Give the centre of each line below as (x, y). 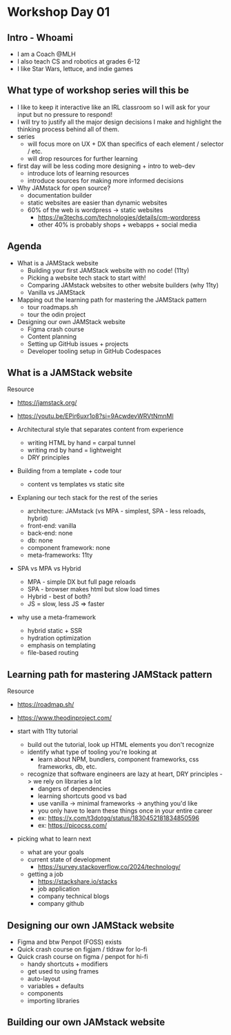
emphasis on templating (61, 645)
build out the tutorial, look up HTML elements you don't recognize (121, 745)
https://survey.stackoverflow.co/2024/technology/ (109, 867)
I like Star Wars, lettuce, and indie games (75, 69)
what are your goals (56, 852)
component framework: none (69, 548)
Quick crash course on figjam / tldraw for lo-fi (82, 949)
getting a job (45, 874)
